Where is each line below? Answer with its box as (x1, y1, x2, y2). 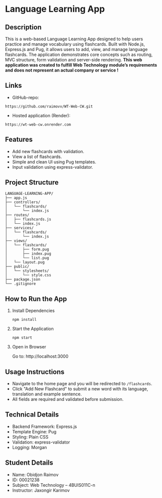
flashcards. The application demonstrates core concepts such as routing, (5, 52, 153, 57)
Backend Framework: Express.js (12, 423, 77, 429)
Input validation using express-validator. (12, 164, 93, 170)
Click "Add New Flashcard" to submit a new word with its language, (12, 386, 148, 392)
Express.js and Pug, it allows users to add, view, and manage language (5, 47, 148, 52)
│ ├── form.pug (5, 247, 49, 252)
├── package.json (5, 277, 41, 282)
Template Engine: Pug (12, 428, 57, 435)
